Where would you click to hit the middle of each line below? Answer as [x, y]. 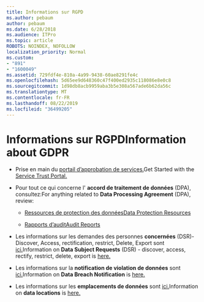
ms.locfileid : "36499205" [39, 109]
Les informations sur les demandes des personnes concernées [95, 236]
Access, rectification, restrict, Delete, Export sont [102, 243]
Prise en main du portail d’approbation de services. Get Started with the [105, 169]
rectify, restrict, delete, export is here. [63, 256]
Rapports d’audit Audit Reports [62, 225]
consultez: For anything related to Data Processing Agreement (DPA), [103, 195]
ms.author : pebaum [30, 18]
